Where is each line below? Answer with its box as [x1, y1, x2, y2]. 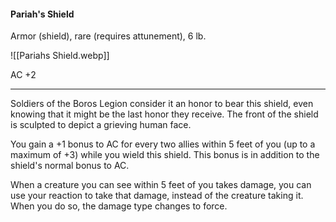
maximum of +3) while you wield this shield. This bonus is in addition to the [10, 149, 320, 161]
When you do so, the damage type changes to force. [10, 200, 228, 212]
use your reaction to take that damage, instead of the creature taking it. [10, 190, 304, 202]
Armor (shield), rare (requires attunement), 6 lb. [10, 30, 207, 42]
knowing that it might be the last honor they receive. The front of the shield [10, 108, 319, 120]
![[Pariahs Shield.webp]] [10, 50, 110, 62]
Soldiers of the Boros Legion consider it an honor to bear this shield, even [10, 98, 314, 110]
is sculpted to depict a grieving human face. [10, 119, 192, 131]
